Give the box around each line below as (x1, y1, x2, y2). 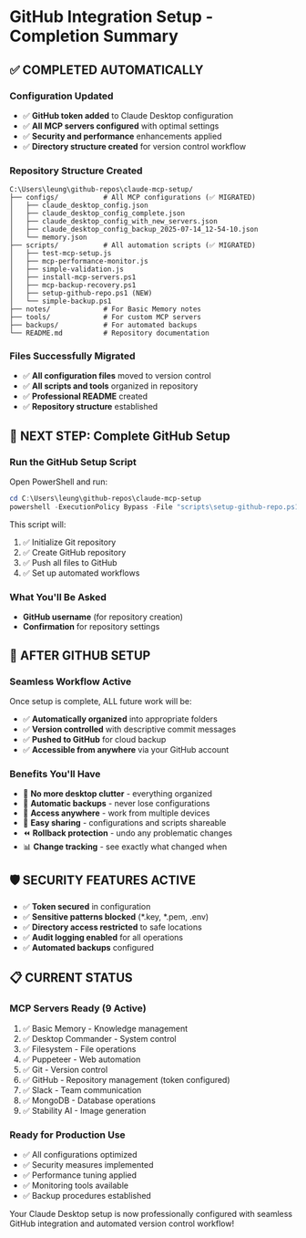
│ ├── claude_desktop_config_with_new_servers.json (9, 217, 219, 226)
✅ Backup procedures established (22, 1190, 152, 1201)
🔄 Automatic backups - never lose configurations (22, 798, 210, 809)
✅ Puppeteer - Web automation (22, 1054, 141, 1065)
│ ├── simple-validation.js (9, 265, 125, 275)
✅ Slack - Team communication (22, 1084, 142, 1096)
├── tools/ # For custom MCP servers (9, 313, 202, 322)
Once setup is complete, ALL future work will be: (9, 695, 192, 706)
